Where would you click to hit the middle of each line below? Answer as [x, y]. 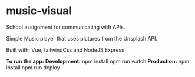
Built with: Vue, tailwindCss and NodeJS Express [65, 50]
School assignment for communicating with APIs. [66, 27]
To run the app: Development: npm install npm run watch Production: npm [98, 61]
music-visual [39, 11]
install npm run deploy [33, 67]
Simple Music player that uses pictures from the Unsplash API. [82, 38]
